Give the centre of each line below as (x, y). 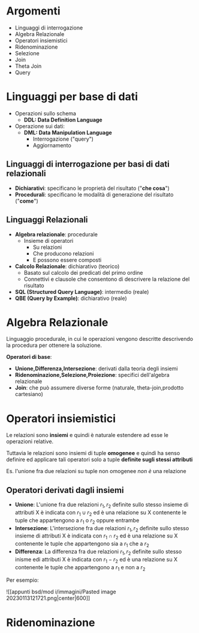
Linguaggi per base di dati (72, 97)
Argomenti (33, 11)
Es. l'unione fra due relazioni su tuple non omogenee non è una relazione (97, 471)
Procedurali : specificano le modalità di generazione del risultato (94, 194)
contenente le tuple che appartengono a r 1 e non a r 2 (80, 568)
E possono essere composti (67, 260)
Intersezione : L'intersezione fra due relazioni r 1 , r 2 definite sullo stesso (102, 529)
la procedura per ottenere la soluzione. (54, 345)
